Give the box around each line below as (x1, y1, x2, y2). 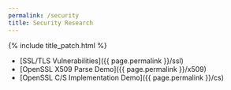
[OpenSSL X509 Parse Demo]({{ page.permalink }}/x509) (19, 64, 207, 73)
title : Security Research (8, 19, 93, 27)
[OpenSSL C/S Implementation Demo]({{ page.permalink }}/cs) (19, 73, 225, 82)
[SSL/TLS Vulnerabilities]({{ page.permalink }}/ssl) (19, 56, 184, 66)
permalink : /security (8, 11, 80, 20)
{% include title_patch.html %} (8, 40, 108, 50)
